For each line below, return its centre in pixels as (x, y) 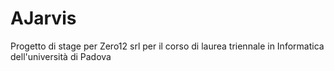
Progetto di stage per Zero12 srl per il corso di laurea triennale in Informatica (167, 46)
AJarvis (43, 18)
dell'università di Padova (61, 56)
